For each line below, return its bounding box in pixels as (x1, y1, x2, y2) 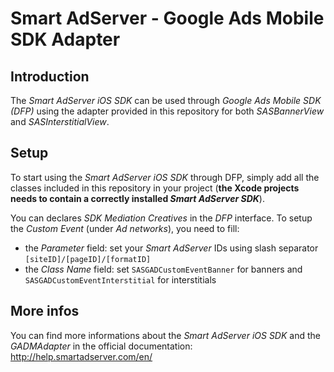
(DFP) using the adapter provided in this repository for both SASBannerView (10, 105, 325, 117)
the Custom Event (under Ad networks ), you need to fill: (10, 222, 240, 234)
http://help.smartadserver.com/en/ (10, 350, 153, 362)
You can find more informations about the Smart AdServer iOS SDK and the (10, 329, 321, 341)
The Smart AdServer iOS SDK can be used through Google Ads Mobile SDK (10, 95, 322, 106)
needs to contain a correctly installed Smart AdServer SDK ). (10, 192, 265, 204)
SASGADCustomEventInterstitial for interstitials (24, 273, 217, 286)
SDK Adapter (10, 28, 121, 51)
